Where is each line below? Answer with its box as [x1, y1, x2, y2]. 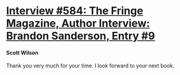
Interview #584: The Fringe [6, 4, 143, 18]
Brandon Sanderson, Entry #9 [6, 30, 155, 43]
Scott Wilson [6, 49, 38, 56]
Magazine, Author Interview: [6, 17, 150, 30]
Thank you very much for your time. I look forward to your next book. [6, 62, 175, 69]
